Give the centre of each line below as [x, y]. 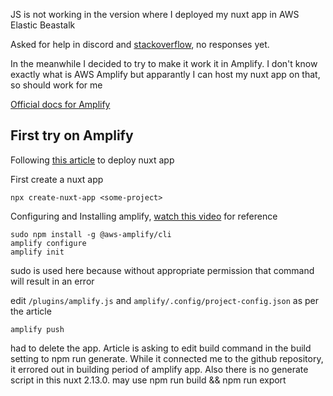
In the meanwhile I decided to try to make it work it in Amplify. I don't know [164, 63]
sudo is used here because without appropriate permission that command [162, 270]
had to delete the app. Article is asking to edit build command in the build [161, 348]
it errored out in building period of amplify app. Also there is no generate [159, 369]
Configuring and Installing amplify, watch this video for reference [144, 216]
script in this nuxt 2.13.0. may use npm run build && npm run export [148, 380]
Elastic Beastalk [43, 25]
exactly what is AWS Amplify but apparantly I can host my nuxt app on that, [165, 74]
